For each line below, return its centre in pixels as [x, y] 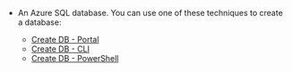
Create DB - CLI [60, 49]
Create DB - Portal [65, 40]
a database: [39, 22]
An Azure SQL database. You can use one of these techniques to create [150, 13]
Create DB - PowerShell [75, 58]
